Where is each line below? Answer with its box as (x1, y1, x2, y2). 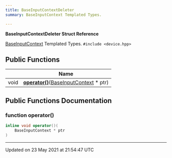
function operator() (5, 112, 54, 119)
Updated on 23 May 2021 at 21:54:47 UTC (5, 146, 94, 153)
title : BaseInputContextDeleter (5, 7, 74, 13)
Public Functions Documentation (5, 96, 112, 105)
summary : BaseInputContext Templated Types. (5, 12, 102, 17)
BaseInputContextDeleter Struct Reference (5, 31, 99, 37)
